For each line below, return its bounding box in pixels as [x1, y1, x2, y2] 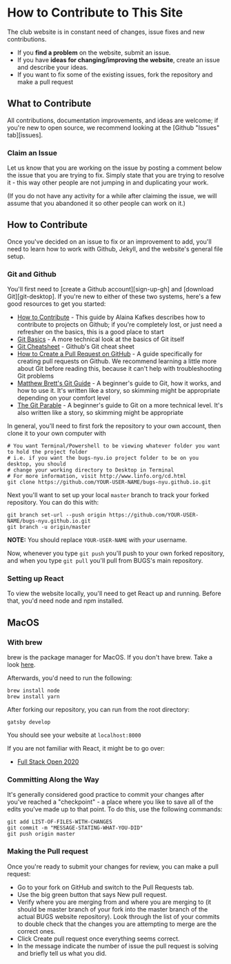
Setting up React [7, 574, 64, 584]
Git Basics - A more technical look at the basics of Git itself [17, 335, 185, 343]
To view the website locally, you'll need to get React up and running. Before [7, 589, 222, 598]
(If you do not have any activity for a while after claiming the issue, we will [7, 192, 217, 200]
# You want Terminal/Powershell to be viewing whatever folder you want [7, 443, 221, 450]
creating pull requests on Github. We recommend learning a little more [17, 357, 217, 365]
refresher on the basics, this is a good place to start [17, 328, 164, 336]
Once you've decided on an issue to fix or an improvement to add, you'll [7, 237, 212, 246]
